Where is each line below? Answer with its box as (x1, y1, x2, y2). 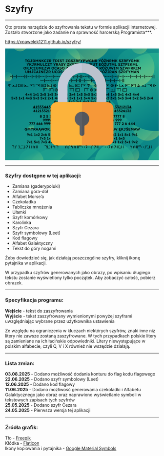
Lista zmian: (5, 360, 35, 367)
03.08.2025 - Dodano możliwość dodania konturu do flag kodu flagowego (5, 371, 156, 377)
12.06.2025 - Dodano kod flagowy (5, 381, 75, 387)
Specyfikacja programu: (5, 297, 64, 303)
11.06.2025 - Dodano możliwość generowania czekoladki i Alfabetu (5, 387, 141, 393)
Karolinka (12, 219, 32, 225)
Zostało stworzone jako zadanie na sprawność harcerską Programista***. (5, 29, 152, 35)
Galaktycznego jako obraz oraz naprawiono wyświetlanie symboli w (5, 392, 142, 398)
